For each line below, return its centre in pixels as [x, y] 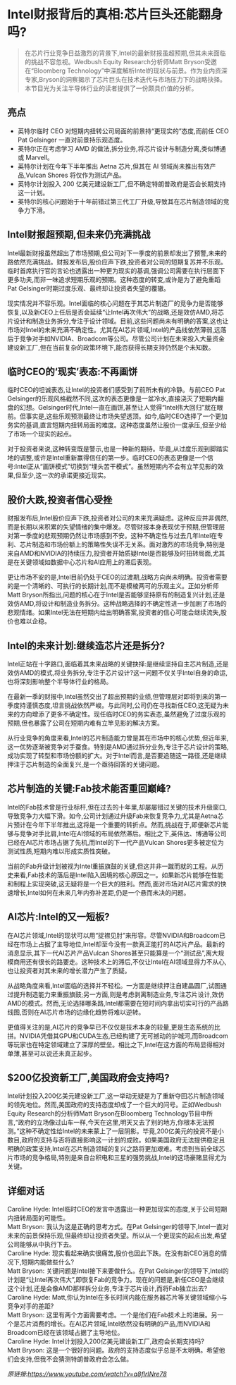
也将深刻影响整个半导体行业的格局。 [60, 682]
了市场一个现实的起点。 [41, 434]
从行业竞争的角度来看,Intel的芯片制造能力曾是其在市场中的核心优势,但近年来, [118, 738]
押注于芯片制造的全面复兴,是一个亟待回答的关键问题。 [86, 764]
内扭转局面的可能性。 [38, 1218]
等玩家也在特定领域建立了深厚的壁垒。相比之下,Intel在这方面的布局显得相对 [116, 1044]
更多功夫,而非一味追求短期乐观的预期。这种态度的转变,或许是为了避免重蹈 [114, 279]
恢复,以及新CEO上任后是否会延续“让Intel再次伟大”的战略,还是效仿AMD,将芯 [116, 312]
